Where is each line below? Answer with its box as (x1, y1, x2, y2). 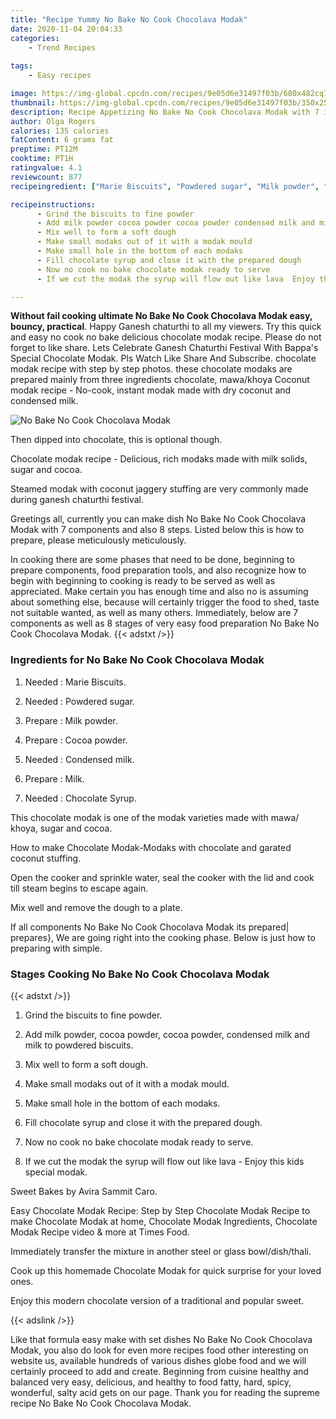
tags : (10, 61, 33, 71)
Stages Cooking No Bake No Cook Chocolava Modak (10, 967, 270, 981)
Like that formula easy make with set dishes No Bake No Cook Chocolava (10, 1333, 313, 1345)
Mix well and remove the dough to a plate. (10, 901, 183, 913)
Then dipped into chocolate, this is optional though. (10, 434, 223, 446)
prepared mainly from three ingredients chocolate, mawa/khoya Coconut (10, 374, 310, 386)
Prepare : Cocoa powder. (24, 734, 128, 746)
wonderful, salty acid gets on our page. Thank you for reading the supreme (10, 1386, 320, 1398)
